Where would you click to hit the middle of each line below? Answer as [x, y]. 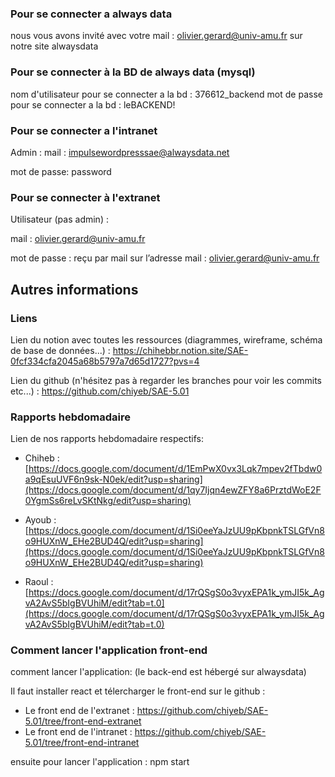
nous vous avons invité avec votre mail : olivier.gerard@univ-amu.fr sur [156, 36]
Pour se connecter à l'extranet [85, 197]
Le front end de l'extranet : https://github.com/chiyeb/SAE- [146, 711]
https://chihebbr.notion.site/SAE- [180, 350]
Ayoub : [40, 520]
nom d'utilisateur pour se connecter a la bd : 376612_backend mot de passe [166, 94]
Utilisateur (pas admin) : [59, 219]
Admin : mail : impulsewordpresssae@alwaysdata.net [120, 152]
